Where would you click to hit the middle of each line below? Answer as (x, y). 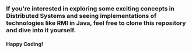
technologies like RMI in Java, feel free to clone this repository (96, 23)
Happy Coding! (25, 44)
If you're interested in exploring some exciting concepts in (90, 9)
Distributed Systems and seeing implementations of (81, 16)
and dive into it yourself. (41, 30)
